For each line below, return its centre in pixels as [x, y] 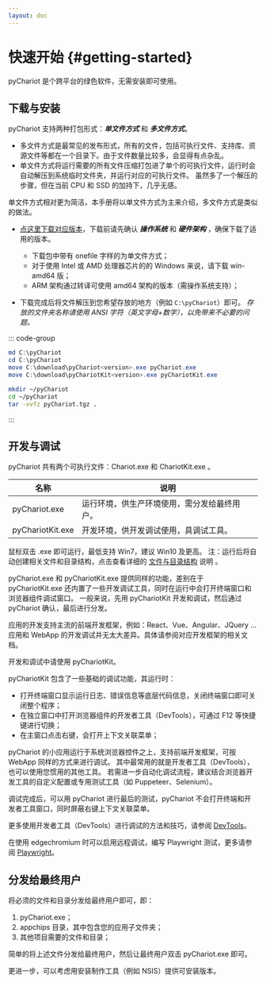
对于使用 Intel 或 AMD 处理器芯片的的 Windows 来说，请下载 [130, 266]
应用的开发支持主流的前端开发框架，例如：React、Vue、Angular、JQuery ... [133, 625]
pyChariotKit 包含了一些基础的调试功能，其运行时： [92, 679]
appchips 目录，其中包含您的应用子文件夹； [91, 927]
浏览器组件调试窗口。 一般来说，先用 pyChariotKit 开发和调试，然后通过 [125, 598]
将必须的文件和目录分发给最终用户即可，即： [81, 900]
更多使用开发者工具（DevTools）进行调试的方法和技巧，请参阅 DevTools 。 [129, 826]
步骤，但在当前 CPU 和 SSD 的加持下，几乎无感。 [101, 185]
